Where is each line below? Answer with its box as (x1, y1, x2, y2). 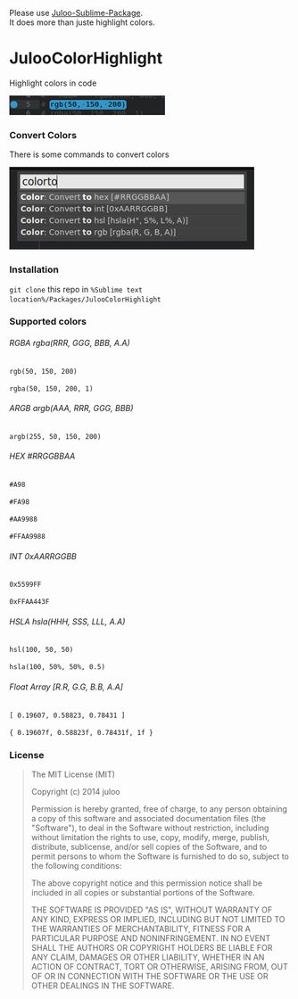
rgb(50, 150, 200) (9, 367, 78, 376)
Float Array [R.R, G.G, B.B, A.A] (9, 681, 123, 692)
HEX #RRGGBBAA (9, 450, 76, 462)
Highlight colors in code (9, 78, 97, 88)
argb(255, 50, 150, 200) (9, 432, 102, 441)
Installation (9, 263, 60, 276)
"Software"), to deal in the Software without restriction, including (30, 822, 269, 833)
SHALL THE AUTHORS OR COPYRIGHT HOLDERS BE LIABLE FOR (30, 942, 273, 953)
